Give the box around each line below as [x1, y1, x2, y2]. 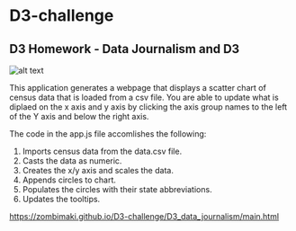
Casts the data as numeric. [22, 155, 122, 166]
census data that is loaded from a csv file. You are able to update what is [9, 92, 279, 102]
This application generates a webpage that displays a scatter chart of [9, 83, 267, 93]
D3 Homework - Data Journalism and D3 [9, 41, 240, 57]
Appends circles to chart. [22, 174, 117, 185]
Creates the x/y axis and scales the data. [22, 165, 174, 175]
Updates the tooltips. [22, 194, 101, 204]
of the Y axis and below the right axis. [9, 111, 149, 121]
